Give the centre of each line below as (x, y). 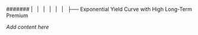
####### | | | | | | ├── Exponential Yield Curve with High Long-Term (99, 9)
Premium (17, 15)
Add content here (28, 27)
